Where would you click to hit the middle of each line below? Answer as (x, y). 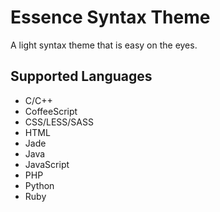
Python (39, 185)
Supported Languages (81, 76)
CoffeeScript (51, 111)
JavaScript (47, 164)
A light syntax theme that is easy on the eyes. (104, 45)
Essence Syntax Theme (110, 17)
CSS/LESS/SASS (59, 122)
